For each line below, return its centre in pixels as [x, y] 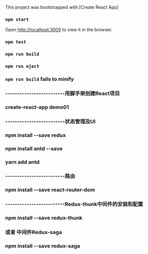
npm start [17, 19]
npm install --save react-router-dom [50, 190]
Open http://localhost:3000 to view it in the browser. [59, 30]
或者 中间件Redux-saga [34, 233]
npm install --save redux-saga [43, 246]
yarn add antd [22, 162]
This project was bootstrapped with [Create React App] [62, 7]
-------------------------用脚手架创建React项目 [63, 93]
